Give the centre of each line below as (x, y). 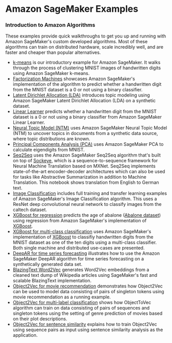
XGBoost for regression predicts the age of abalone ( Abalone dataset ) (87, 215)
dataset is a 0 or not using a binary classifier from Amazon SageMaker (87, 117)
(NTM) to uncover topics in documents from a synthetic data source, (85, 134)
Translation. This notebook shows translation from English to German (86, 182)
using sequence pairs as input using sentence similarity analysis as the (88, 330)
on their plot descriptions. (40, 319)
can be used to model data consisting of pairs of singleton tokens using (88, 292)
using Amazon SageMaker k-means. (51, 73)
